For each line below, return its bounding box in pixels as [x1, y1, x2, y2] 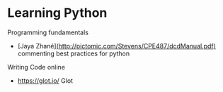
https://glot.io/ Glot [17, 76, 73, 85]
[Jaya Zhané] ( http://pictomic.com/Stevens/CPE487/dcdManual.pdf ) [17, 41, 216, 50]
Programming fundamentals [7, 28, 88, 37]
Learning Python [7, 5, 108, 21]
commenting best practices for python [17, 49, 130, 58]
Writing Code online [7, 63, 66, 71]
